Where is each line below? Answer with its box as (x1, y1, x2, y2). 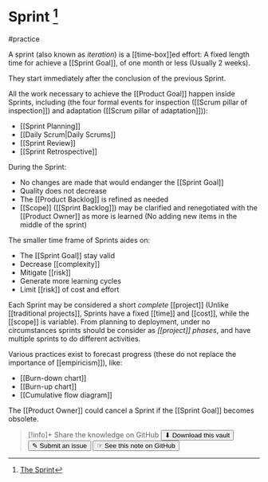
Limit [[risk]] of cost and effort (19, 284, 120, 295)
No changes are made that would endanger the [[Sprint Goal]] (19, 178, 224, 187)
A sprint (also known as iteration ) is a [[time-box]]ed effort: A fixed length (8, 49, 250, 60)
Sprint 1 (8, 5, 58, 26)
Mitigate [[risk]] (19, 268, 72, 277)
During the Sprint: (8, 163, 67, 172)
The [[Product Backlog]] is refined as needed (19, 194, 169, 204)
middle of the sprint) (19, 220, 88, 229)
